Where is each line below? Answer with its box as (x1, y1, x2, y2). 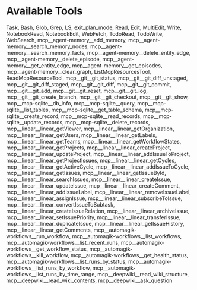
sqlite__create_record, (6, 112, 61, 120)
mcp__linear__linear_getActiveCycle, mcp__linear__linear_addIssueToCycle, (6, 163, 190, 170)
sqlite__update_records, (6, 119, 64, 126)
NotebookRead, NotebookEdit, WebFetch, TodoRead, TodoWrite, (6, 30, 164, 37)
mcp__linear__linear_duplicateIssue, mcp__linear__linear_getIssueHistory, (6, 220, 185, 227)
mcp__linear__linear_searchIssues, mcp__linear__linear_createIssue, (6, 176, 172, 183)
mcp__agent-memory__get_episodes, (72, 61, 163, 69)
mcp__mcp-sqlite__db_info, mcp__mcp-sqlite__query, (6, 99, 136, 107)
